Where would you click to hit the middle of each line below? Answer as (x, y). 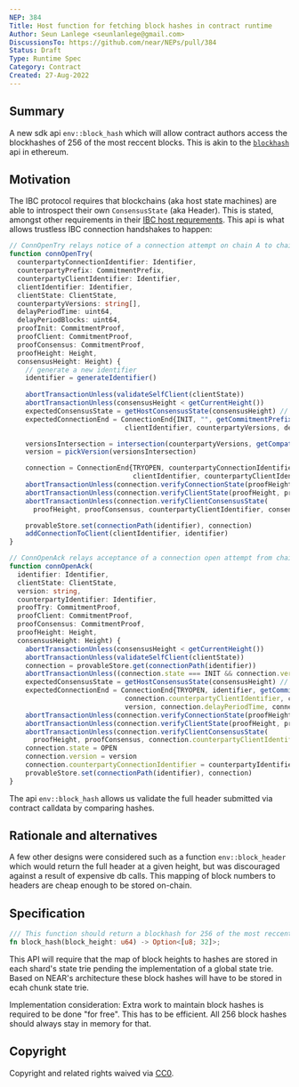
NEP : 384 (25, 17)
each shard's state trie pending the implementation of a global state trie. (141, 969)
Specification (47, 913)
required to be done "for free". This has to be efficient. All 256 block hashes (148, 1014)
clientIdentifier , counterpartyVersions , (202, 428)
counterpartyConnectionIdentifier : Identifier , (107, 262)
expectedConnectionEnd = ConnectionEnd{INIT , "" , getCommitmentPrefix (159, 419)
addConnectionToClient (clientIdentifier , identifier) (127, 534)
